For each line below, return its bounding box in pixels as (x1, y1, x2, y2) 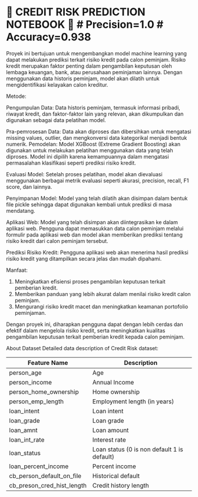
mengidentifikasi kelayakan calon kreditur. (6, 81, 108, 88)
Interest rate (92, 436, 126, 444)
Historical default (92, 472, 140, 480)
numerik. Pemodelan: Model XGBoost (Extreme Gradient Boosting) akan (6, 140, 181, 147)
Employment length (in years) (92, 397, 174, 406)
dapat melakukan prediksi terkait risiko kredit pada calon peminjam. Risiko (6, 56, 186, 63)
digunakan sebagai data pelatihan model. (6, 116, 106, 123)
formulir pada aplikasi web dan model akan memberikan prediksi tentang (6, 231, 183, 238)
